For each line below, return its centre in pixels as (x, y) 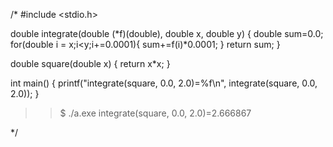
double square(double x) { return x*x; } (90, 63)
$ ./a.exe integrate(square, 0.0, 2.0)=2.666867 (155, 113)
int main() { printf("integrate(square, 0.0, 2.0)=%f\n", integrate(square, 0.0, (164, 83)
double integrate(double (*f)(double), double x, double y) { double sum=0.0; (167, 33)
